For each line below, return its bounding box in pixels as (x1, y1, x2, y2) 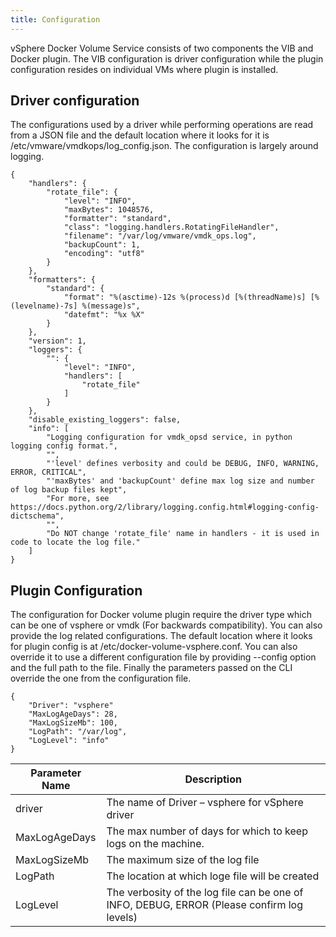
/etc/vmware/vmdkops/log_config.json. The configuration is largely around (10, 140, 319, 152)
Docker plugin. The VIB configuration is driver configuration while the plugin (10, 52, 324, 65)
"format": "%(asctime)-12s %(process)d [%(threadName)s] (63, 292, 307, 303)
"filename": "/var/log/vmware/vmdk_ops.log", (63, 231, 257, 241)
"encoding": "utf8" (63, 249, 145, 259)
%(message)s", (81, 301, 141, 311)
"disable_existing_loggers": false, (28, 415, 182, 425)
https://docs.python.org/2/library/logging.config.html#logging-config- (10, 502, 320, 513)
